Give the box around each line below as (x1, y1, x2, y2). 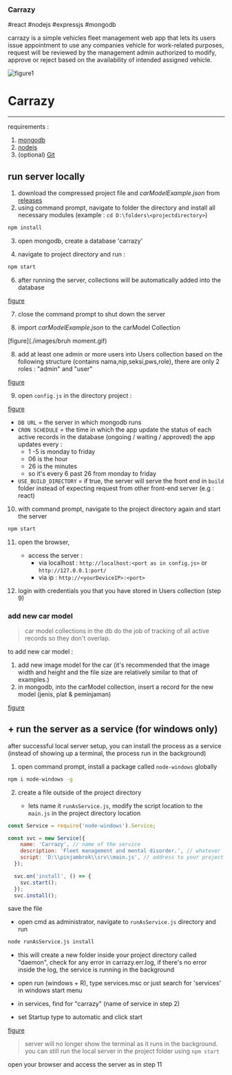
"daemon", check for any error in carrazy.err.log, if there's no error (17, 958, 207, 967)
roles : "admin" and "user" (17, 364, 93, 373)
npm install (8, 224, 42, 232)
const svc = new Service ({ (8, 834, 85, 842)
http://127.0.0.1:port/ (38, 567, 107, 574)
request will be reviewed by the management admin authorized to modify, (8, 48, 217, 57)
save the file (8, 905, 43, 913)
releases (17, 197, 43, 205)
